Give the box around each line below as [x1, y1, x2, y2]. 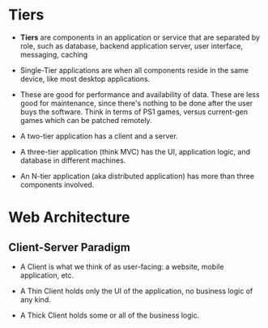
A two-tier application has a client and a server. [19, 131, 178, 141]
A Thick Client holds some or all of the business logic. [19, 310, 200, 320]
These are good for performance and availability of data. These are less [19, 89, 261, 99]
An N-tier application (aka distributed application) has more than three [19, 171, 255, 181]
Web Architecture [8, 208, 130, 227]
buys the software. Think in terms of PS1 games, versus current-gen [19, 107, 249, 117]
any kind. [19, 294, 51, 305]
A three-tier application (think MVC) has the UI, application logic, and [19, 147, 251, 156]
